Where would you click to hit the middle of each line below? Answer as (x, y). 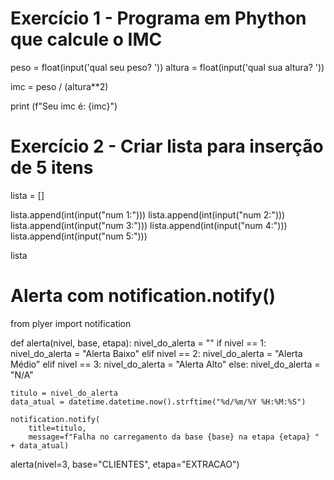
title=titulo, (57, 428)
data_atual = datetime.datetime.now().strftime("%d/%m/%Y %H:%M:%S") (158, 402)
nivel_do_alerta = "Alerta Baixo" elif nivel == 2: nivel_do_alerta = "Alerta (156, 353)
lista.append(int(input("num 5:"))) (79, 236)
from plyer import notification (71, 323)
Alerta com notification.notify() (143, 296)
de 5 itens (52, 168)
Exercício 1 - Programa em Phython (158, 18)
